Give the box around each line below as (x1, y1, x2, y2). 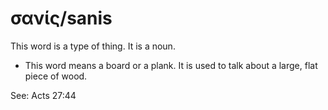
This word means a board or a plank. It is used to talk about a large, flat (24, 59, 318, 71)
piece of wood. (24, 70, 88, 82)
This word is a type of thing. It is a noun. (10, 40, 176, 52)
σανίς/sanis (10, 7, 113, 30)
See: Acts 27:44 (10, 89, 77, 101)
